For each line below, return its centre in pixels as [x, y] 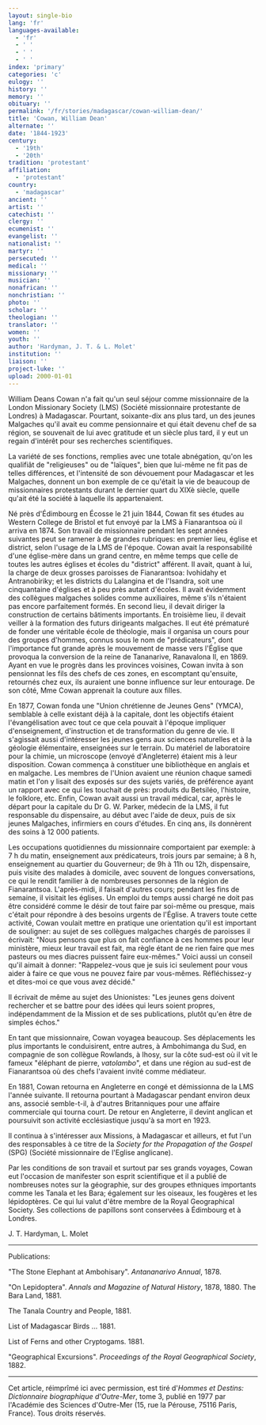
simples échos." [34, 1022]
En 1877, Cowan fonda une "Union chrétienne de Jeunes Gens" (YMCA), [126, 705]
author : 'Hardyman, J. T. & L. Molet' [72, 347]
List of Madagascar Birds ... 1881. [62, 1326]
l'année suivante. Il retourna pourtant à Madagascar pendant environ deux [129, 1095]
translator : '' [33, 325]
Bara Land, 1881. [35, 1295]
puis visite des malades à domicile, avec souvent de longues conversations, [132, 872]
